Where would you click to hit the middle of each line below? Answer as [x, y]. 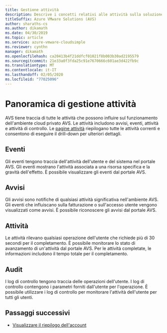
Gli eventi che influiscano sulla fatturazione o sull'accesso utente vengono [81, 205]
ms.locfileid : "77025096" [32, 79]
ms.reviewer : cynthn [27, 47]
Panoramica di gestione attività [71, 104]
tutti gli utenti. [19, 297]
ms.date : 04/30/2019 [27, 33]
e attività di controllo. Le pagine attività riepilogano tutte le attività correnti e [83, 128]
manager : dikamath [24, 51]
